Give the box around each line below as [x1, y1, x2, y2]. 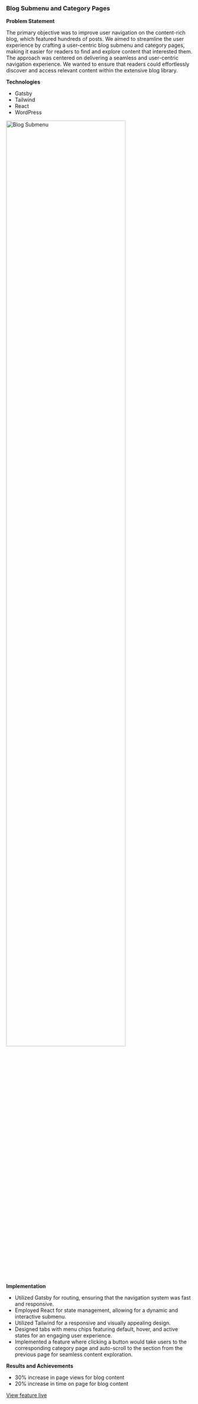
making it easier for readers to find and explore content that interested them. [6, 48, 193, 55]
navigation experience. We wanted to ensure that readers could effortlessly [6, 61, 190, 68]
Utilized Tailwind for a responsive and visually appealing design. [14, 1319, 171, 1327]
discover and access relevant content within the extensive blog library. [6, 67, 178, 74]
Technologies [6, 78, 41, 85]
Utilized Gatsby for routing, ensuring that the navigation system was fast [14, 1294, 191, 1301]
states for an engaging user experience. [14, 1332, 112, 1339]
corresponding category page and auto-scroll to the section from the [14, 1345, 183, 1352]
